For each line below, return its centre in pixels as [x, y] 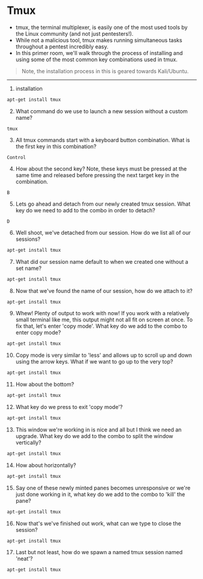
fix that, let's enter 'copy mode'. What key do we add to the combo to [101, 326]
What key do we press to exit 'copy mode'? [69, 407]
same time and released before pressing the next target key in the [97, 175]
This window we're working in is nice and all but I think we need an [98, 430]
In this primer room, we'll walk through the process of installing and [99, 53]
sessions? [28, 239]
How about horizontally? [46, 465]
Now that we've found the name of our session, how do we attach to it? [104, 290]
